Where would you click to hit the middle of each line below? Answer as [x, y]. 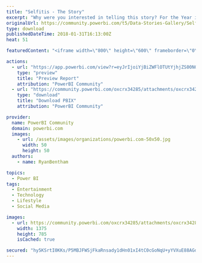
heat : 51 [17, 40]
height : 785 [32, 234]
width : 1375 [32, 228]
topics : [16, 173]
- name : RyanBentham [43, 162]
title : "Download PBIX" [47, 101]
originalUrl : [23, 23]
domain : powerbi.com [37, 128]
